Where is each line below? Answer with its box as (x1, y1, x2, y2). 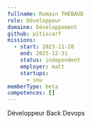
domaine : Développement (7, 23, 78, 30)
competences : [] (7, 89, 55, 96)
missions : (7, 37, 37, 44)
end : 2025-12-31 (20, 50, 69, 57)
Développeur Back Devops (7, 109, 85, 118)
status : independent (20, 57, 81, 64)
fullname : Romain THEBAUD (7, 10, 84, 18)
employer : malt (20, 63, 65, 70)
